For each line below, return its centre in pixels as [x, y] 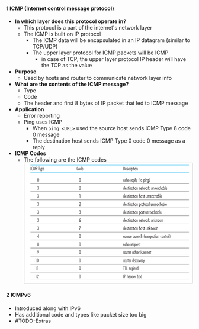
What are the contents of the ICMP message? [72, 84]
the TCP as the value [67, 66]
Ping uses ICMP [43, 122]
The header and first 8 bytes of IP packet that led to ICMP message [106, 103]
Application [29, 109]
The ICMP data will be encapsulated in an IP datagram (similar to [111, 40]
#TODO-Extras [33, 321]
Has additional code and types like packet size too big [81, 314]
